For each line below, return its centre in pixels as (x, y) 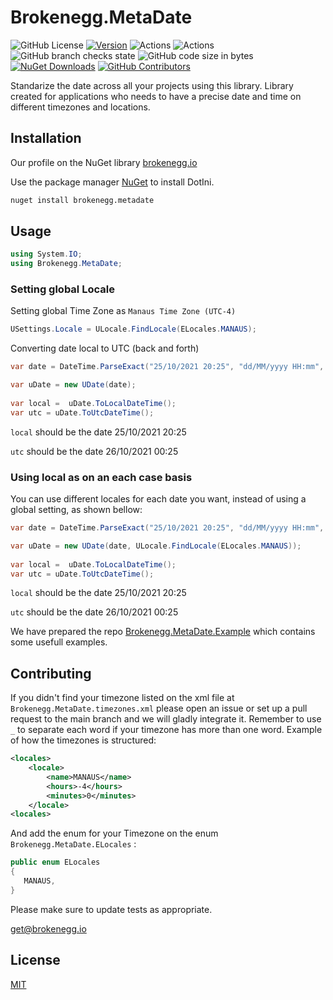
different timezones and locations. (80, 107)
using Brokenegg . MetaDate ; (66, 264)
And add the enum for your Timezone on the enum (114, 833)
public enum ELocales (55, 862)
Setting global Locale (62, 289)
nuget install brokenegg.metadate (82, 200)
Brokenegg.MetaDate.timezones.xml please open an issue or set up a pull (159, 708)
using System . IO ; (46, 254)
